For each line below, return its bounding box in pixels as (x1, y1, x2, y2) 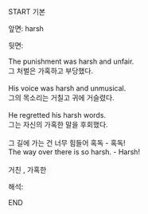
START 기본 (8, 7, 46, 16)
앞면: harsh (8, 24, 44, 33)
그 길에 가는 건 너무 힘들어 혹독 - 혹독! (8, 138, 126, 147)
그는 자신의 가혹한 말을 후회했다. (8, 120, 109, 129)
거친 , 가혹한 (8, 165, 47, 174)
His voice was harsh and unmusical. (8, 84, 127, 93)
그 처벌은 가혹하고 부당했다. (8, 66, 94, 76)
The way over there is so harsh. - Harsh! (8, 147, 141, 157)
